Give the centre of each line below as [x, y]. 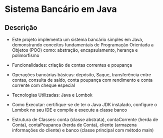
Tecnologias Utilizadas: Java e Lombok [52, 95]
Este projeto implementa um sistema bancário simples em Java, [77, 39]
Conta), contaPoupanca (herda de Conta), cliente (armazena [74, 125]
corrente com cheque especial [43, 85]
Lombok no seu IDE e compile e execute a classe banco [69, 110]
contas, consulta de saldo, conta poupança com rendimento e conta [82, 80]
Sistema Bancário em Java [61, 9]
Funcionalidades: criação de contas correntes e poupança [72, 65]
